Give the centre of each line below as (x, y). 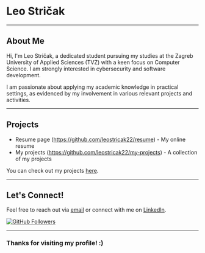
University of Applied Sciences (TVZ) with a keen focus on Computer (93, 62)
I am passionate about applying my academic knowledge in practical (92, 87)
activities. (18, 100)
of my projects (33, 159)
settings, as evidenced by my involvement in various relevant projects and (99, 93)
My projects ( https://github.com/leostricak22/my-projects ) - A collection (106, 152)
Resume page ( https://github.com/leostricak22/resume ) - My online (100, 139)
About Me (25, 41)
